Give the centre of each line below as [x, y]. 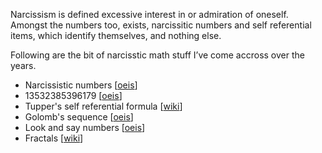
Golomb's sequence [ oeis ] [79, 117]
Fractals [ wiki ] [54, 138]
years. [23, 65]
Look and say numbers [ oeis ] [85, 127]
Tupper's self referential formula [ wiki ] [103, 106]
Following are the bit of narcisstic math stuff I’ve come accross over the [157, 55]
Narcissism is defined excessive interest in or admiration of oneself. [149, 14]
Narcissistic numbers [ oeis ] [81, 85]
